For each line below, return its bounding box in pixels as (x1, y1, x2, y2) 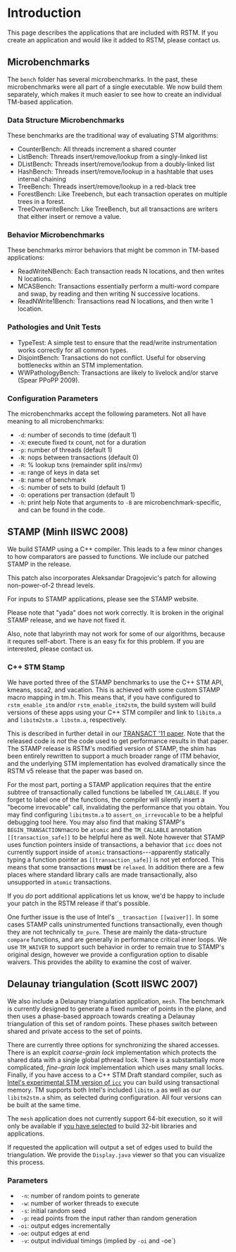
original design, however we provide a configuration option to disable (7, 951, 209, 959)
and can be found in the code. (17, 505, 106, 514)
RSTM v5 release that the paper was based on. (7, 767, 144, 776)
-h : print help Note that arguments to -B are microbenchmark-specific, (17, 498, 222, 506)
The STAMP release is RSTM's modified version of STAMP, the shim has (7, 745, 217, 753)
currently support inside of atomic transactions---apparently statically (7, 848, 210, 857)
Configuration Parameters (7, 393, 99, 403)
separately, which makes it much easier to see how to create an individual (7, 90, 222, 98)
